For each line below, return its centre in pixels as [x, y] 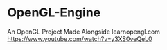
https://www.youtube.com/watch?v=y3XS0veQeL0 [80, 38]
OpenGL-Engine [54, 13]
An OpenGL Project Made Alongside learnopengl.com [84, 32]
